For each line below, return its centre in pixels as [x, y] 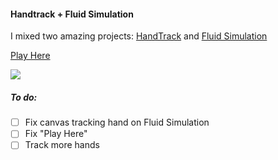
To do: [24, 97]
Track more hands [62, 145]
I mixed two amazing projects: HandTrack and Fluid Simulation [139, 36]
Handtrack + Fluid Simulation [72, 14]
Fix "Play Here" [56, 134]
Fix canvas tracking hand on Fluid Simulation [117, 122]
